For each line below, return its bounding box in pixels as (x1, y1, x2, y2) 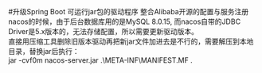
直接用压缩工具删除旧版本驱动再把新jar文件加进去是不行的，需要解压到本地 (8, 36, 254, 46)
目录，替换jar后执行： (8, 47, 80, 56)
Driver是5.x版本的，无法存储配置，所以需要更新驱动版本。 (8, 27, 199, 36)
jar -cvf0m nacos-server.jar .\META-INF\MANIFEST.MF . (8, 56, 193, 65)
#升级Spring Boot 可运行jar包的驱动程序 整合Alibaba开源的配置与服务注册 (8, 7, 249, 16)
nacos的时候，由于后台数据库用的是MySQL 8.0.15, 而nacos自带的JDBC (8, 17, 241, 26)
